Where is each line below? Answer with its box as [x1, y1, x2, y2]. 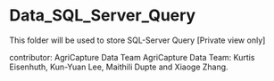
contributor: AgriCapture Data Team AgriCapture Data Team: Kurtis [9, 52, 255, 62]
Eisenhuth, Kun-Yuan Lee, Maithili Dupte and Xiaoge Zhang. [9, 61, 229, 72]
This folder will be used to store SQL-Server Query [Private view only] [9, 35, 266, 45]
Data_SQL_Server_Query [9, 5, 196, 26]
